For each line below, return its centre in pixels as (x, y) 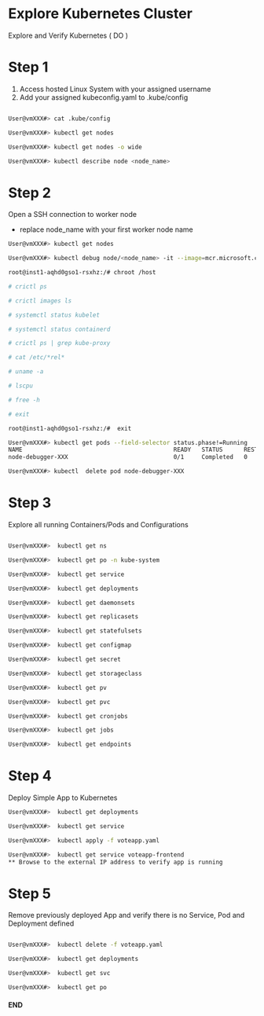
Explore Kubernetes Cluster (100, 14)
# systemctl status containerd (59, 329)
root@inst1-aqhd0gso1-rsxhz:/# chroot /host (82, 273)
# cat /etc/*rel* (37, 358)
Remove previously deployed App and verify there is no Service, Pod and (126, 915)
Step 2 (29, 193)
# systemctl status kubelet (54, 315)
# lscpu (21, 386)
